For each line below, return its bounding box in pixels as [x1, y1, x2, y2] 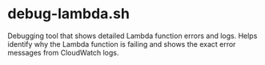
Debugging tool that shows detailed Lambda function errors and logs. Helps [7, 31, 258, 40]
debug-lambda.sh [7, 5, 130, 23]
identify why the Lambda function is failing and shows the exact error [7, 39, 236, 48]
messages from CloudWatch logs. [7, 48, 119, 57]
